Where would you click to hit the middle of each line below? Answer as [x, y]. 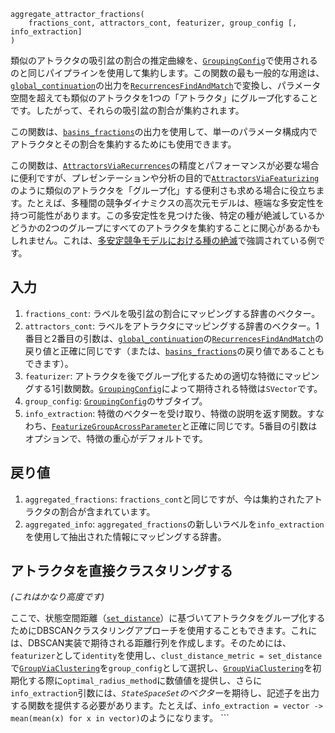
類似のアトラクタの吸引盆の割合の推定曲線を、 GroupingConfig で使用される [164, 60]
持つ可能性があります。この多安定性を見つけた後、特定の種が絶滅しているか [167, 215]
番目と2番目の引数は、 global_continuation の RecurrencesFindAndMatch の [174, 338]
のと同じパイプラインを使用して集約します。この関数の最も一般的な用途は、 [167, 73]
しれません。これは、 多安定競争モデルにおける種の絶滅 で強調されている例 [163, 240]
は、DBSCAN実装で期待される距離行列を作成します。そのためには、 [151, 643]
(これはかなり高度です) [57, 597]
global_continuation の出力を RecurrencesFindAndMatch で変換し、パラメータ [166, 85]
